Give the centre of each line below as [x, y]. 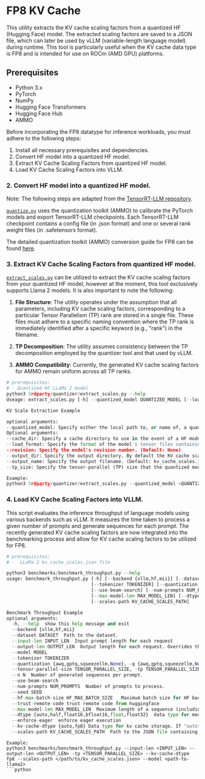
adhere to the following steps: [44, 138]
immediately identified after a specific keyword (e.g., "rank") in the [99, 328]
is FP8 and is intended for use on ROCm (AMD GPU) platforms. [85, 53]
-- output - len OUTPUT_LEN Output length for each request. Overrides [102, 646]
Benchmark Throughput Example [45, 613]
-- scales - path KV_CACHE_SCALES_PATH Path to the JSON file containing [105, 732]
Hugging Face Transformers [51, 107]
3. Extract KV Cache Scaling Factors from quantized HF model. [101, 264]
